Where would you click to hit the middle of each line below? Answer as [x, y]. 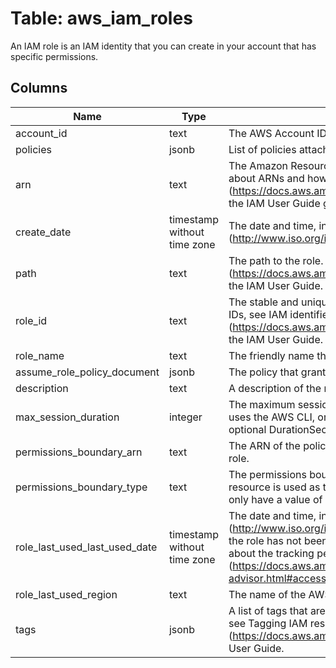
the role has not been [278, 540]
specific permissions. [54, 56]
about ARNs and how [278, 178]
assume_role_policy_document [87, 372]
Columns [39, 88]
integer [185, 417]
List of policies [262, 149]
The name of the [267, 594]
